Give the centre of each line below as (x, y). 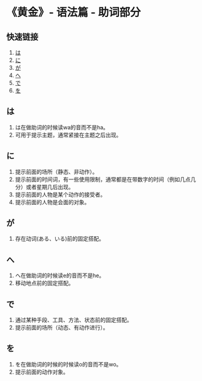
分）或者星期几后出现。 (44, 187)
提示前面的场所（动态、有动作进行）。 (62, 328)
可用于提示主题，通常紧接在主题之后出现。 (68, 135)
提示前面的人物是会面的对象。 (52, 202)
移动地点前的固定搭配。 (44, 283)
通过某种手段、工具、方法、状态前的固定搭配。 (73, 320)
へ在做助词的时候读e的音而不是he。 (60, 276)
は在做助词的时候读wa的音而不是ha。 (62, 127)
